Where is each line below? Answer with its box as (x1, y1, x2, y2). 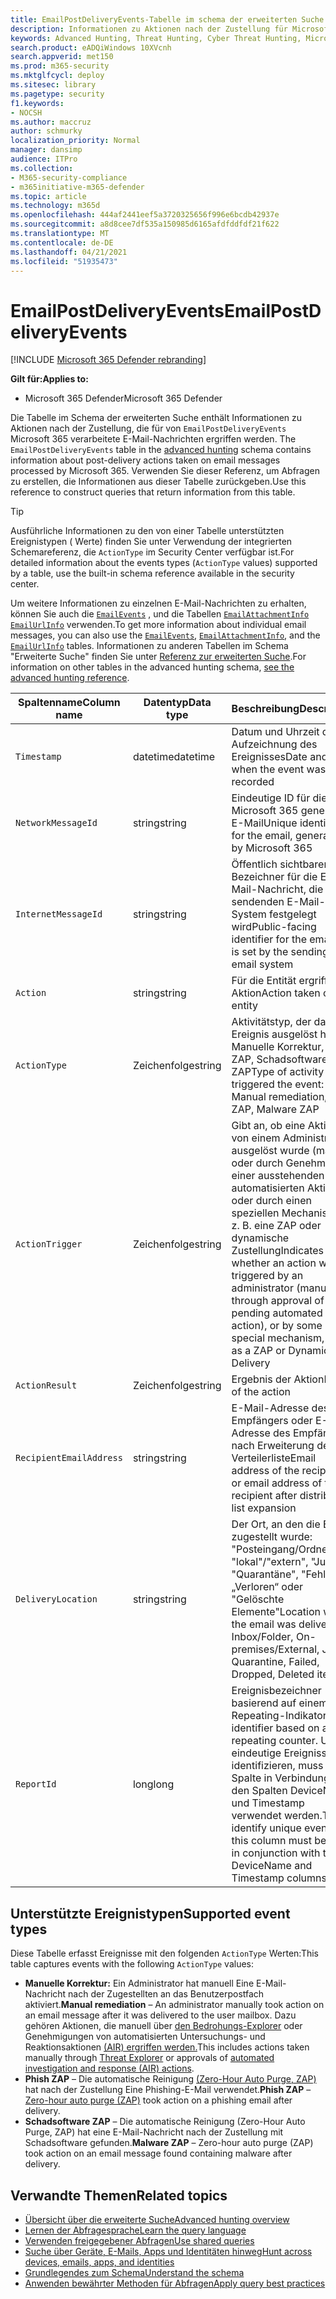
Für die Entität (231, 974, 297, 988)
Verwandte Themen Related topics (10, 2187, 228, 2204)
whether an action (231, 1256, 317, 1270)
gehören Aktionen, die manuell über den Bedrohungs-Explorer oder (24, 2020, 303, 2032)
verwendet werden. (231, 1809, 323, 1823)
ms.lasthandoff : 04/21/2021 (10, 247, 128, 257)
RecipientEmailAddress (15, 1452, 123, 1464)
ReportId (15, 1779, 57, 1790)
